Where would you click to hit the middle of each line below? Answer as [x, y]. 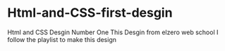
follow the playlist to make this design [62, 39]
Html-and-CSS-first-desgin [90, 13]
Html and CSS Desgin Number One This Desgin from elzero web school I [113, 32]
